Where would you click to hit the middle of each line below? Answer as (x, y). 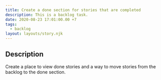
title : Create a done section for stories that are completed (73, 10)
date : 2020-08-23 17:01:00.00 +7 (41, 19)
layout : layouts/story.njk (34, 34)
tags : (11, 24)
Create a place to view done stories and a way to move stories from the (81, 66)
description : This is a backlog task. (47, 15)
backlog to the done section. (35, 72)
